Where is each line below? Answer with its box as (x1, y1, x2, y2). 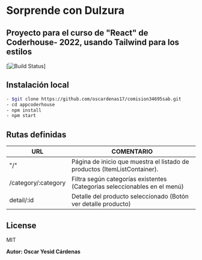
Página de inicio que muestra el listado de (71, 157, 189, 166)
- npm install (6, 107, 42, 113)
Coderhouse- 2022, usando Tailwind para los (6, 37, 179, 47)
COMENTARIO (111, 147, 153, 156)
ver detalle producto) (71, 200, 131, 208)
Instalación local (6, 80, 69, 90)
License (6, 220, 37, 230)
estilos (6, 46, 32, 57)
